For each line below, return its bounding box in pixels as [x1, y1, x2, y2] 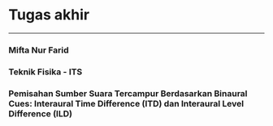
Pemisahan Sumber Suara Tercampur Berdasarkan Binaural [8, 87, 248, 99]
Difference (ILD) [8, 107, 73, 119]
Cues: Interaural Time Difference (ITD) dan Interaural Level [8, 98, 245, 109]
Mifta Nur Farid [8, 44, 69, 56]
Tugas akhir [8, 6, 90, 24]
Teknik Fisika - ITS [8, 66, 83, 78]
